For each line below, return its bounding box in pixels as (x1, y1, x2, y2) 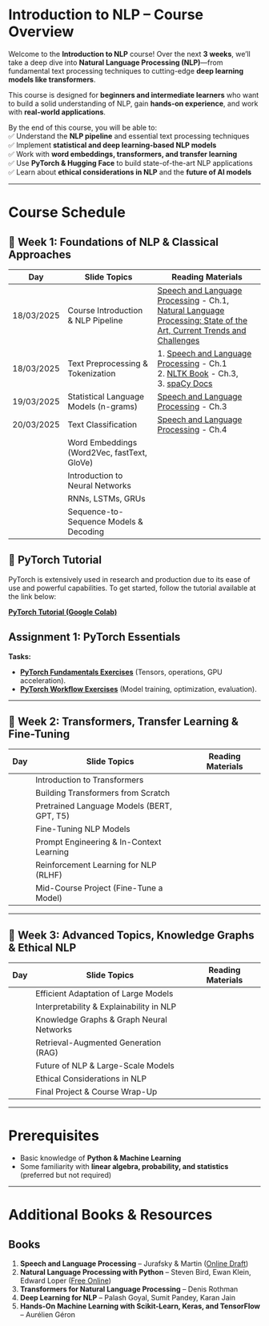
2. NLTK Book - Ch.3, (157, 368, 239, 379)
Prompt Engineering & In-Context (35, 837, 162, 848)
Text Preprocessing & (67, 358, 148, 369)
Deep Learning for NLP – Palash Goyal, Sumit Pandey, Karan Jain (19, 1293, 236, 1303)
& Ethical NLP (8, 941, 77, 954)
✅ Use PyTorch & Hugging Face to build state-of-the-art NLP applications (8, 158, 254, 167)
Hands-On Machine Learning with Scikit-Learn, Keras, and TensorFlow (19, 1301, 261, 1311)
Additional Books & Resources (8, 1206, 213, 1224)
